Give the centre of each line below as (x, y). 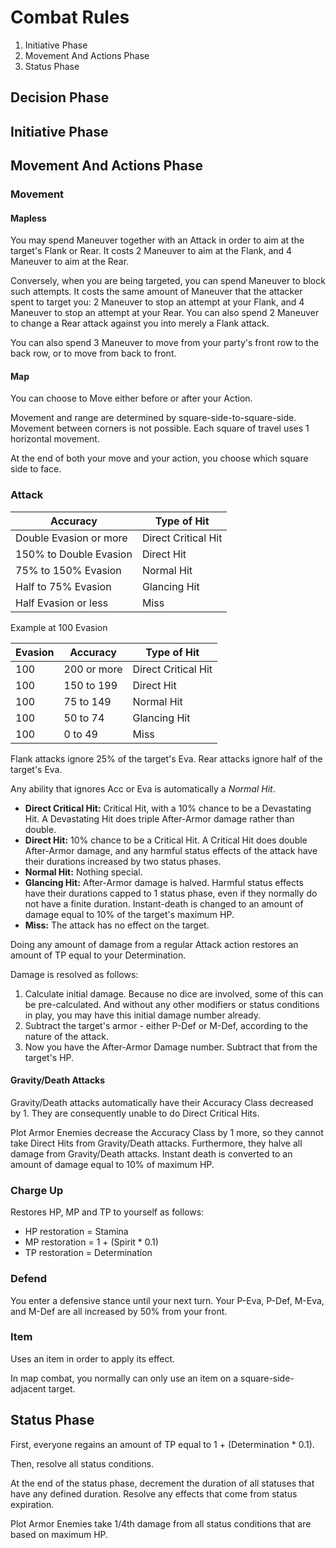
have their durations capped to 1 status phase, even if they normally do (171, 893)
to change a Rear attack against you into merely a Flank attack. (140, 323)
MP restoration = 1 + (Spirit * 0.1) (91, 1242)
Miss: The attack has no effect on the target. (117, 925)
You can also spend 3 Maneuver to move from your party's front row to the (165, 343)
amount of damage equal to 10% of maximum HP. (112, 1164)
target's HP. (49, 1057)
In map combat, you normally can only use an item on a (124, 1378)
